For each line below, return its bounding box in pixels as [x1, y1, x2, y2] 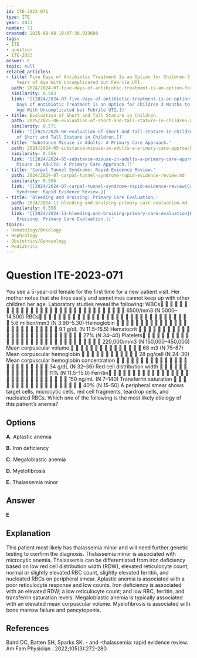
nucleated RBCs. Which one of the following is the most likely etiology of [6, 394, 182, 401]
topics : [6, 221, 25, 227]
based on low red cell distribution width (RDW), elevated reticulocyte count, [6, 562, 189, 570]
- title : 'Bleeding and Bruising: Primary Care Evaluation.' [6, 194, 159, 200]
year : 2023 [6, 19, 33, 25]
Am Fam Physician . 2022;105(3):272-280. [6, 645, 108, 652]
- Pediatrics [6, 243, 38, 250]
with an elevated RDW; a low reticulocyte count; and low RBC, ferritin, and [6, 587, 185, 595]
